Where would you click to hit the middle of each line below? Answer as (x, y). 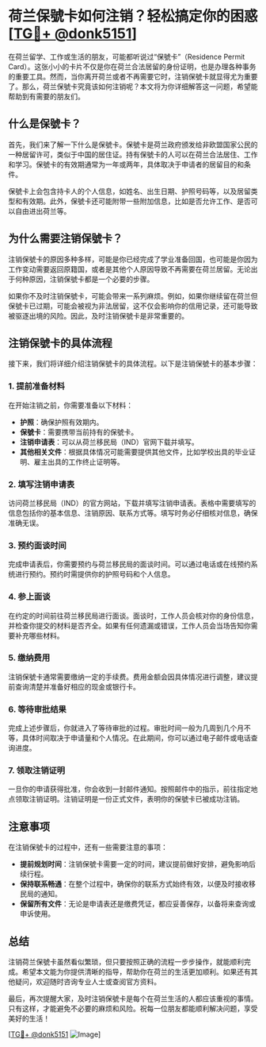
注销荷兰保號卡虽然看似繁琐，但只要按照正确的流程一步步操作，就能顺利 (126, 962)
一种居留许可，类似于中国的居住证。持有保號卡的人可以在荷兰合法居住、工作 (133, 154)
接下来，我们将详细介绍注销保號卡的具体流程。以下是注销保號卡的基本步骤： (133, 364)
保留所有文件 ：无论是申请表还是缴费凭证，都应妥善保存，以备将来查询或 (137, 904)
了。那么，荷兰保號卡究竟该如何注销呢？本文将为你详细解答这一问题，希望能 (133, 86)
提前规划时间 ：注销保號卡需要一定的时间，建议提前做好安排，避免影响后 (137, 864)
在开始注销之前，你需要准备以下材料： (70, 405)
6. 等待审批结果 (38, 709)
